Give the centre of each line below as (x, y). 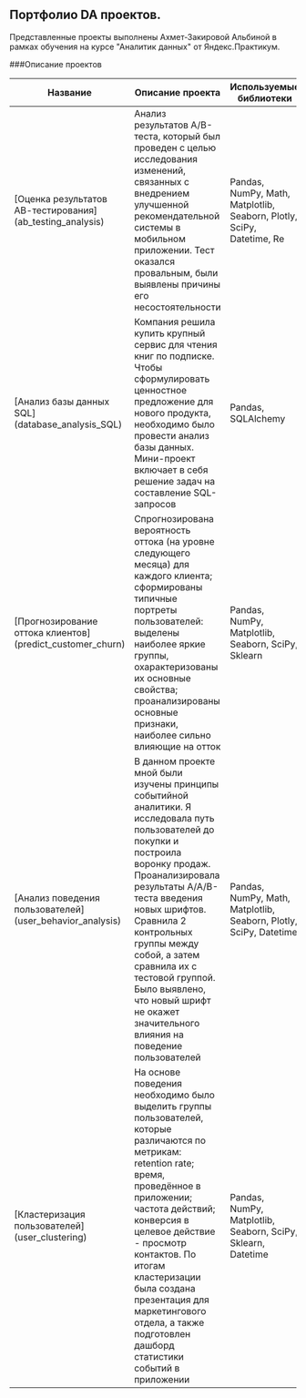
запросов (155, 504)
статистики (159, 1356)
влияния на (158, 1035)
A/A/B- (202, 886)
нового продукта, (172, 413)
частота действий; (174, 1209)
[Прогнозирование (56, 621)
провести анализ (171, 435)
